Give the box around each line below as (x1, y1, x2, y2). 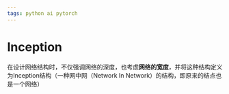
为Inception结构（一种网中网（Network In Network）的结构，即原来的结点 (7, 71, 216, 79)
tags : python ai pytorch (7, 10, 78, 17)
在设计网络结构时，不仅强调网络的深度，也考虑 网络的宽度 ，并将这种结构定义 (7, 63, 223, 71)
